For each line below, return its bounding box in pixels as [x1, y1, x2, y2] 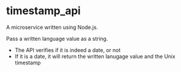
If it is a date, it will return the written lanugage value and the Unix [14, 53, 176, 60]
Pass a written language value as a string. [6, 35, 108, 42]
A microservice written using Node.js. [6, 24, 99, 31]
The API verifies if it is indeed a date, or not [14, 46, 120, 54]
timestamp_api [6, 4, 81, 18]
